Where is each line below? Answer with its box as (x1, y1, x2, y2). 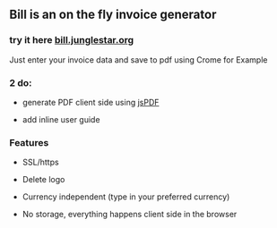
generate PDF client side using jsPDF (22, 97, 160, 107)
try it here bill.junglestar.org (9, 34, 134, 46)
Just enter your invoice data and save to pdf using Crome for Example (9, 54, 268, 65)
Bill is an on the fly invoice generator (9, 7, 217, 22)
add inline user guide (22, 114, 100, 124)
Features (9, 136, 49, 148)
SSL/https (22, 156, 60, 168)
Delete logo (22, 174, 65, 185)
